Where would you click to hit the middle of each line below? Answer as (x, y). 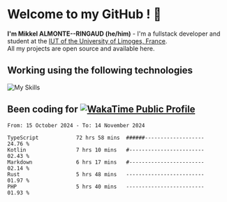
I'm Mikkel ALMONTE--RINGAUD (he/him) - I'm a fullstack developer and (114, 34)
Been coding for (43, 109)
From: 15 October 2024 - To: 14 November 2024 (76, 125)
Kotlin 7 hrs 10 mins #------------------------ (106, 150)
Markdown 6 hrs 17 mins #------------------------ (106, 162)
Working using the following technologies (100, 70)
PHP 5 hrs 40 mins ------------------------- (106, 187)
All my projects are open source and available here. (81, 48)
